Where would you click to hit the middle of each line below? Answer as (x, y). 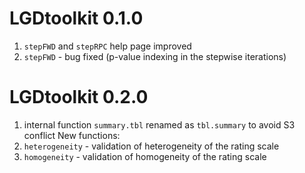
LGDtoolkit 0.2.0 (79, 97)
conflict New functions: (72, 135)
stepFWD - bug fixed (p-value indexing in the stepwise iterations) (155, 56)
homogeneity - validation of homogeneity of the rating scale (145, 156)
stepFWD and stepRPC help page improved (107, 46)
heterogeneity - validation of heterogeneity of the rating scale (151, 146)
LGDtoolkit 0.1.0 (76, 18)
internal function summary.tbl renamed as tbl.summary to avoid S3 (159, 124)
